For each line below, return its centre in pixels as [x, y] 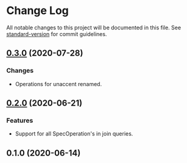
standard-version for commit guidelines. [57, 34]
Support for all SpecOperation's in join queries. [74, 134]
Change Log [37, 11]
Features [20, 120]
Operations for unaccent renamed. [58, 84]
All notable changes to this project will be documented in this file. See [94, 27]
